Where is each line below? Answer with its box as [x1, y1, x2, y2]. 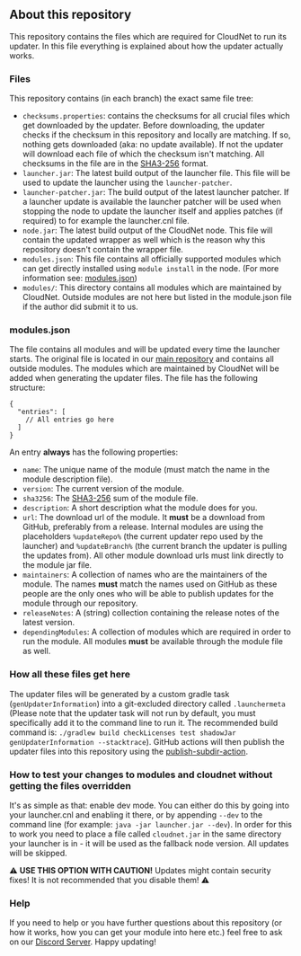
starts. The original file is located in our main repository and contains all [9, 354, 274, 365]
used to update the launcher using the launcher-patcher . [22, 177, 233, 188]
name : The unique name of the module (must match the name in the [22, 465, 270, 475]
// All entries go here [25, 415, 115, 425]
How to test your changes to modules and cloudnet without [9, 768, 273, 781]
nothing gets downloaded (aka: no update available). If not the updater [22, 139, 284, 150]
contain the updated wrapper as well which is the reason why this [22, 235, 266, 245]
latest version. [22, 617, 75, 628]
